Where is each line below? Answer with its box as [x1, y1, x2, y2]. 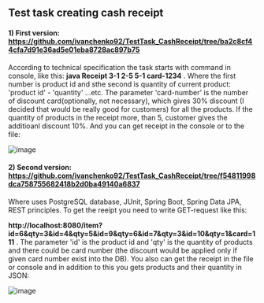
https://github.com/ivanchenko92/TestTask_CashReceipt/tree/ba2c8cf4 [8, 36, 253, 46]
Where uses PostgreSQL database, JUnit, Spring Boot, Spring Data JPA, [8, 197, 242, 206]
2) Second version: [8, 163, 73, 172]
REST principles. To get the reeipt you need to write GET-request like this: [8, 205, 247, 215]
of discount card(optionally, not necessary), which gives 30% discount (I [8, 96, 244, 105]
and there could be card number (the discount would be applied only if [8, 246, 238, 255]
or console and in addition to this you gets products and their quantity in [8, 262, 242, 272]
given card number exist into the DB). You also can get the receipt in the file [8, 253, 254, 263]
